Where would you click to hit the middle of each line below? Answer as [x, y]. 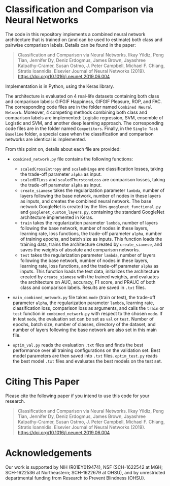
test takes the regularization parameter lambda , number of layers [88, 255]
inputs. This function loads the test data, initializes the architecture [90, 271]
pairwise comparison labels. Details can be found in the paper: [71, 45]
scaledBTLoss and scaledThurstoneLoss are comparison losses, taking [93, 179]
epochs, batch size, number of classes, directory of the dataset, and [84, 324]
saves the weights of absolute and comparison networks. [80, 249]
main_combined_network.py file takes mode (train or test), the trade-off [84, 297]
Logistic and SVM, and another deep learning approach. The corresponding [84, 123]
